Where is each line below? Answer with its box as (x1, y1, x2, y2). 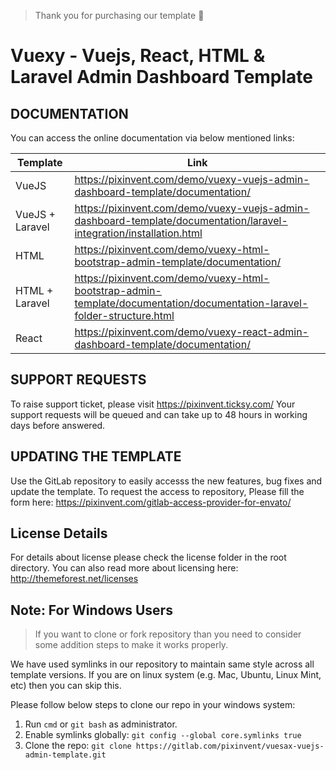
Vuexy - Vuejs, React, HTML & (10, 45, 266, 67)
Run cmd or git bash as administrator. (24, 718, 178, 730)
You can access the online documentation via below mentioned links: (10, 132, 295, 144)
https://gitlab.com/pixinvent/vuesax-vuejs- (135, 741, 325, 752)
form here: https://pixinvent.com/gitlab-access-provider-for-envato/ (10, 496, 292, 508)
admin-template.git (24, 750, 107, 760)
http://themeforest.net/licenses (10, 573, 139, 585)
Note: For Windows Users (10, 601, 173, 619)
